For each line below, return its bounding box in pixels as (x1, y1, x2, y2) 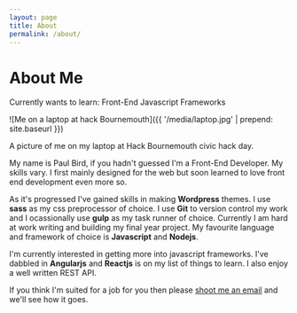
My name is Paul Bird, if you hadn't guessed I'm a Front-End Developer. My (9, 158, 284, 168)
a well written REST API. (9, 268, 98, 278)
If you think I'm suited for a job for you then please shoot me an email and (9, 285, 278, 295)
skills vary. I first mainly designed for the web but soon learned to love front (9, 168, 285, 178)
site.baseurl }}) (9, 123, 64, 134)
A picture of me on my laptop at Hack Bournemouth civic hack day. (9, 141, 254, 152)
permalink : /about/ (9, 29, 82, 38)
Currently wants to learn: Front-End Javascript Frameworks (9, 97, 226, 107)
